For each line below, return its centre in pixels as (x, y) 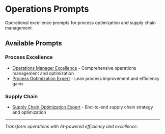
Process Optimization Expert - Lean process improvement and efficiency (86, 78)
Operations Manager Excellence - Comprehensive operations (74, 68)
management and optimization (43, 73)
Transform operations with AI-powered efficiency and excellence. (72, 126)
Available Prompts (34, 43)
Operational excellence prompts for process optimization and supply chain (81, 23)
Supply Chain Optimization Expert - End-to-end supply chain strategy (82, 107)
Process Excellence (29, 57)
